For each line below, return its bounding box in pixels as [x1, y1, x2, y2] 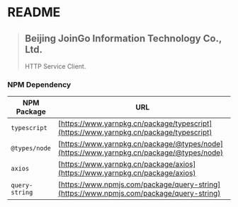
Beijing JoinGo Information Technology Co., [24, 32, 222, 45]
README [7, 4, 61, 20]
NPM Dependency [7, 79, 72, 89]
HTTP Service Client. [24, 62, 86, 71]
